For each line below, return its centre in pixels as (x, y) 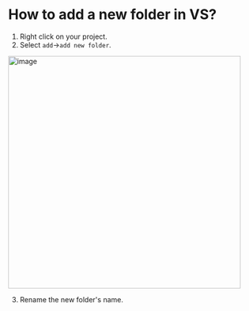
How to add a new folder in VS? (113, 15)
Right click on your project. (64, 36)
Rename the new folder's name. (72, 299)
